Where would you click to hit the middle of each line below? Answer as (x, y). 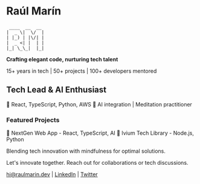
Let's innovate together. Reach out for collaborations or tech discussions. (97, 163)
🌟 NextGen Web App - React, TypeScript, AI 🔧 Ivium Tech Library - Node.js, (100, 133)
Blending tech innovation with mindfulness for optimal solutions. (86, 151)
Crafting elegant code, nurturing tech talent (62, 59)
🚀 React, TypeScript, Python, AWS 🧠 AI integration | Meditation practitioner (99, 104)
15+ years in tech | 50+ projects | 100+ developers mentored (82, 71)
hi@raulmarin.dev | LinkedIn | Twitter (52, 174)
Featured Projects (33, 120)
